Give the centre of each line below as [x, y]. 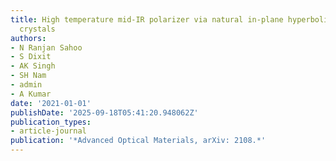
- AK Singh [33, 66]
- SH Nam [28, 76]
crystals [37, 29]
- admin [26, 85]
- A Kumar [31, 94]
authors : [28, 38]
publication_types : [51, 122]
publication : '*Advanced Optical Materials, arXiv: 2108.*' [138, 141]
